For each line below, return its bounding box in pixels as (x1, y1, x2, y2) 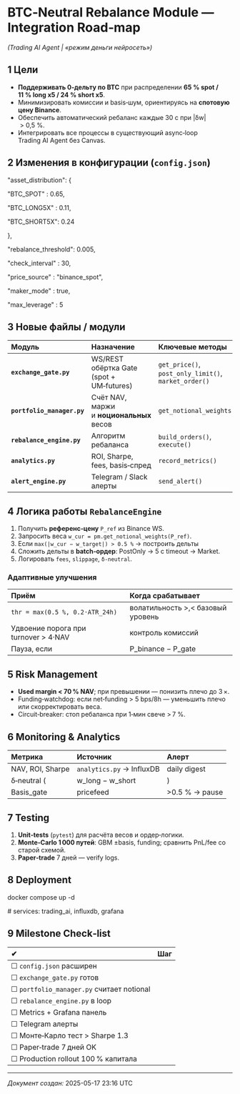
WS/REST (91, 354, 124, 364)
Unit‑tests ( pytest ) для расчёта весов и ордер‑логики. (17, 830, 184, 839)
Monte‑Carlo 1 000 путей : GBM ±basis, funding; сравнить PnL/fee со (17, 837, 226, 847)
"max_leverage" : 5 (7, 300, 64, 309)
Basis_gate (11, 787, 48, 797)
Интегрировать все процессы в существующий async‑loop (17, 128, 199, 136)
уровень (129, 612, 159, 622)
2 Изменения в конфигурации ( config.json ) (7, 156, 211, 169)
